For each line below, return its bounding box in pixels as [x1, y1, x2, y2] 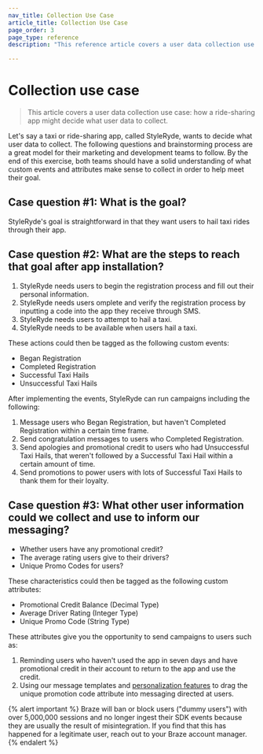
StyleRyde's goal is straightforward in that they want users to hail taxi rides [8, 216, 250, 226]
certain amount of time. [19, 459, 96, 468]
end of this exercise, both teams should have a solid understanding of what [8, 157, 252, 166]
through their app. [8, 225, 67, 235]
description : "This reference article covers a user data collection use [8, 41, 255, 49]
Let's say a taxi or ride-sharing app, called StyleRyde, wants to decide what [8, 131, 253, 141]
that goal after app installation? [8, 261, 164, 274]
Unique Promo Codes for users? [19, 560, 124, 571]
